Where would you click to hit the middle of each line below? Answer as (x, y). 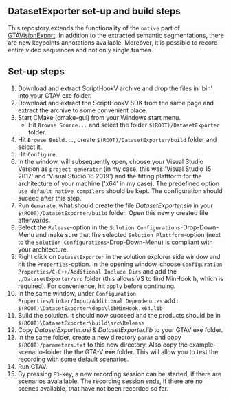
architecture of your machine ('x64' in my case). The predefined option (118, 183)
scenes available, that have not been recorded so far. (93, 388)
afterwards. (34, 220)
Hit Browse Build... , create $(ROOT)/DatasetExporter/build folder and (117, 139)
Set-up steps (36, 72)
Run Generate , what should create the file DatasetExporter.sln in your (115, 205)
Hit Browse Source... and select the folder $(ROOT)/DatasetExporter (124, 125)
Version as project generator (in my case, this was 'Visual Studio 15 (114, 169)
